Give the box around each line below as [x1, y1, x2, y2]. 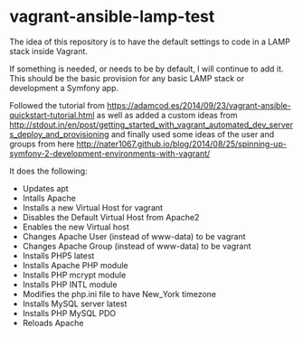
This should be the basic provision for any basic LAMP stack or [9, 72, 245, 83]
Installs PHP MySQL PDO [22, 307, 116, 318]
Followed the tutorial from [9, 99, 106, 110]
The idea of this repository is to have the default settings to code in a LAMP [9, 36, 291, 47]
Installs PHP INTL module [22, 278, 118, 290]
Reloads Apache [22, 317, 84, 328]
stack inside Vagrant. [9, 45, 89, 56]
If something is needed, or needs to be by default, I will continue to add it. [9, 63, 284, 74]
